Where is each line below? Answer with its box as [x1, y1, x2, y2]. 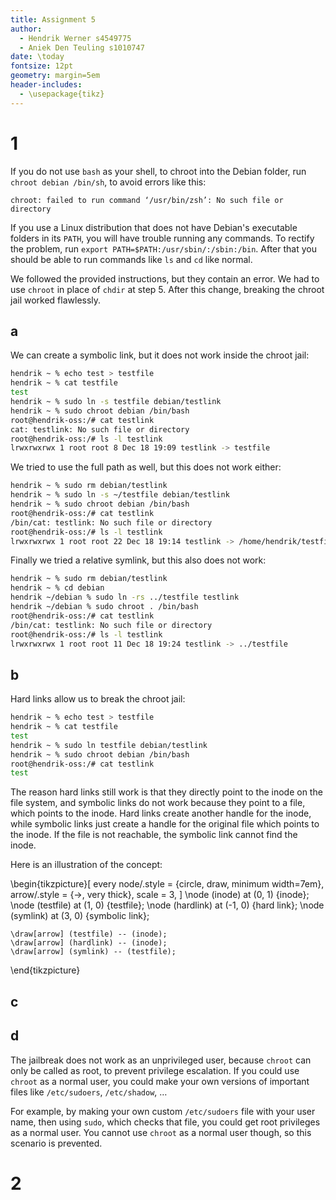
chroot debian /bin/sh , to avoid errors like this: [10, 176, 207, 188]
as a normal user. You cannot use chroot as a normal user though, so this [10, 1126, 312, 1138]
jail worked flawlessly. [10, 294, 102, 306]
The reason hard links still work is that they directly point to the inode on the [10, 786, 323, 798]
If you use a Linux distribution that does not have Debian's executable [10, 221, 298, 233]
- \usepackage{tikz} [19, 89, 105, 99]
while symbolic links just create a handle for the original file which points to [10, 818, 320, 830]
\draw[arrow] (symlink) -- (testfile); [10, 947, 177, 957]
